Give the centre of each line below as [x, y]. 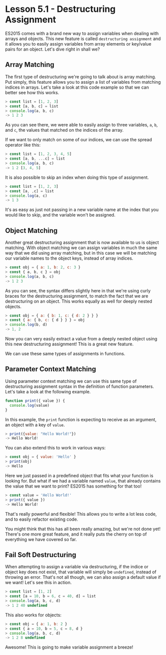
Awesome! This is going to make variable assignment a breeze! [69, 647]
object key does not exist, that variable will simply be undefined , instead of [81, 572]
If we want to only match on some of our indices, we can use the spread [79, 140]
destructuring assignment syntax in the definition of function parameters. [80, 386]
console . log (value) [30, 405]
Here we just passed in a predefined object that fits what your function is [79, 475]
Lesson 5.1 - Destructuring [61, 9]
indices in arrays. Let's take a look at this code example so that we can [77, 87]
